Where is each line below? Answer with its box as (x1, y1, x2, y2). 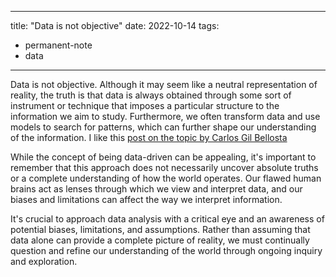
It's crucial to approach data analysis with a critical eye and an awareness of (10, 213, 325, 225)
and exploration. (10, 256, 78, 267)
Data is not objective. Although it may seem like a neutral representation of (10, 79, 318, 90)
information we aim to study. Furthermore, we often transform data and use (10, 111, 321, 122)
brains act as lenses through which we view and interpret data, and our (10, 183, 303, 195)
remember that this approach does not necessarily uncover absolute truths (10, 162, 319, 173)
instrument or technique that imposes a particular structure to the (10, 100, 280, 111)
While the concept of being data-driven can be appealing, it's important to (10, 151, 317, 163)
